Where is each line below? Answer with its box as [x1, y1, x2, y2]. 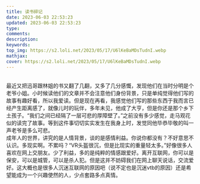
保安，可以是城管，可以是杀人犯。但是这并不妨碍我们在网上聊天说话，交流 [6, 156, 189, 164]
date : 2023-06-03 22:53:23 [6, 14, 73, 20]
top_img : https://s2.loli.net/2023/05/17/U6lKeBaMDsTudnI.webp [6, 48, 167, 54]
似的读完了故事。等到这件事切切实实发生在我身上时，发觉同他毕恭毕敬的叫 [6, 119, 189, 126]
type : [6, 25, 20, 32]
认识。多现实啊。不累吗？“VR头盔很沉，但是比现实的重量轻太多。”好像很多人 [6, 141, 192, 149]
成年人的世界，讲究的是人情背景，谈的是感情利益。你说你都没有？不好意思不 [6, 134, 194, 141]
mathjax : [6, 53, 28, 59]
